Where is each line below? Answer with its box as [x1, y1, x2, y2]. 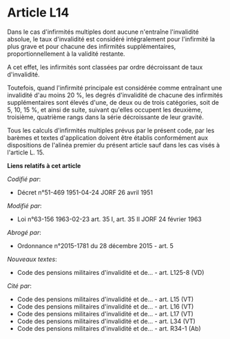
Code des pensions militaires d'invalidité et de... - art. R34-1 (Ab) [17, 324, 201, 332]
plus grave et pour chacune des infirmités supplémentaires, [7, 42, 176, 50]
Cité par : [7, 281, 32, 290]
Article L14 [7, 5, 70, 21]
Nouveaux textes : [7, 255, 57, 263]
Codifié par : [7, 174, 41, 183]
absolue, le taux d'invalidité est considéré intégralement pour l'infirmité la [7, 34, 216, 43]
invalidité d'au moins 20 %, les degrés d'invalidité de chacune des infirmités [7, 91, 223, 99]
